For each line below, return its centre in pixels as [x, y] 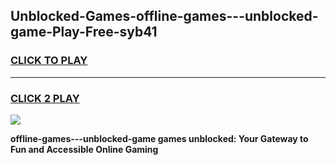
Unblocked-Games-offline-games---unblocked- [164, 16]
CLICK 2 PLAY [45, 98]
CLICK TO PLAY [49, 61]
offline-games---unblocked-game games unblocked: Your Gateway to [159, 138]
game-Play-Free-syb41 [84, 32]
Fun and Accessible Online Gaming [84, 149]
